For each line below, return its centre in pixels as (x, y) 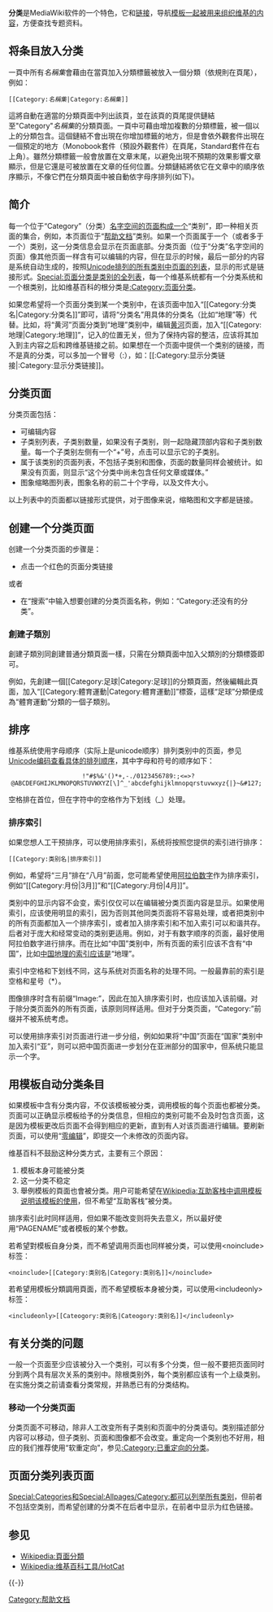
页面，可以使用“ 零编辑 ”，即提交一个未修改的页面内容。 (101, 1136)
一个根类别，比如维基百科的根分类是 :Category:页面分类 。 (104, 287)
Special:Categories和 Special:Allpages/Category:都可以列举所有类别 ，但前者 (136, 1496)
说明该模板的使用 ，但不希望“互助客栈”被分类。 (98, 1201)
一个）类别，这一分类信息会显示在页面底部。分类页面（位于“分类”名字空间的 (136, 246)
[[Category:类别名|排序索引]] (55, 859)
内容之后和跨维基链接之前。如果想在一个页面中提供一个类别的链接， (143, 344)
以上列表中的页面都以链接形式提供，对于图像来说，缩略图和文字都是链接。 (133, 500)
